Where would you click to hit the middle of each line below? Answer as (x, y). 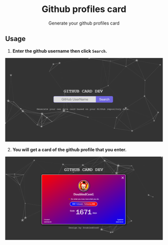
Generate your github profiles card (84, 23)
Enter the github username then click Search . (60, 51)
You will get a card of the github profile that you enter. (69, 150)
